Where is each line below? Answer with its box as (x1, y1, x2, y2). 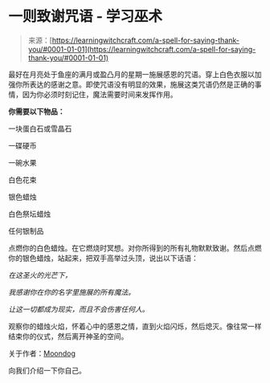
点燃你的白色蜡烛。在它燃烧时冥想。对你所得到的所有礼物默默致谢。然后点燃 (8, 242, 262, 253)
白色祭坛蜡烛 (8, 209, 51, 218)
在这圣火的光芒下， (8, 270, 72, 279)
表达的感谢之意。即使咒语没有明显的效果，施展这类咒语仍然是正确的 (29, 79, 255, 89)
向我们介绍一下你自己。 (8, 365, 86, 375)
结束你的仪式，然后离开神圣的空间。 (8, 331, 129, 341)
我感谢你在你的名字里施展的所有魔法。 (8, 287, 135, 297)
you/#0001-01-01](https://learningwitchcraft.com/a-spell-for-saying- (27, 44, 256, 54)
